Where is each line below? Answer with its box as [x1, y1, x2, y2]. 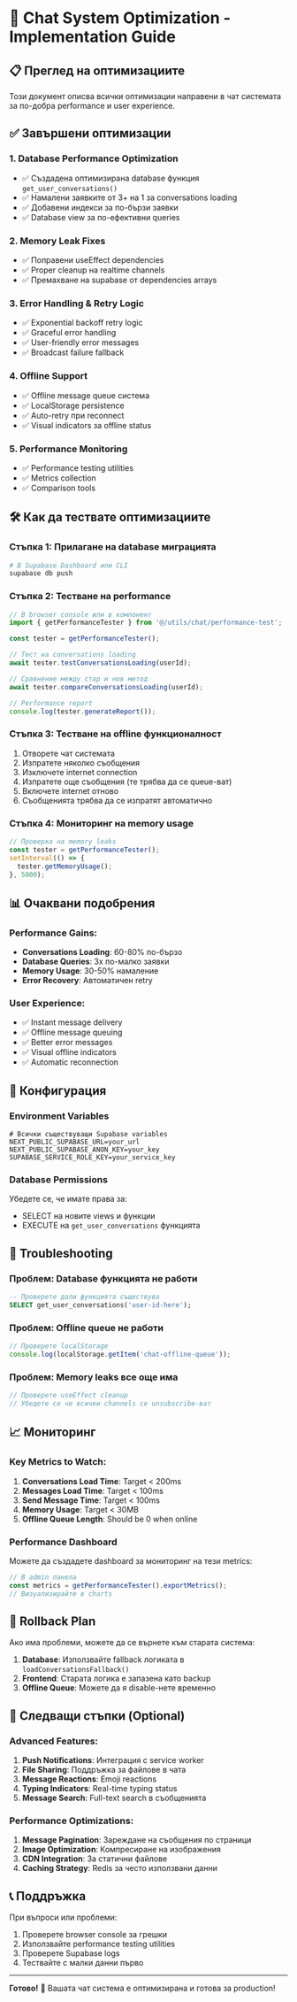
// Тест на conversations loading [9, 651, 137, 659]
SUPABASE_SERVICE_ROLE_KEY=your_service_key [9, 1153, 176, 1162]
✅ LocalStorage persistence [21, 400, 126, 411]
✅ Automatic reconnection [21, 1057, 119, 1067]
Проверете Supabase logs [21, 1948, 121, 1959]
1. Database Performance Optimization [9, 152, 179, 165]
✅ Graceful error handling [21, 327, 117, 338]
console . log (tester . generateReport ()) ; [9, 707, 156, 716]
